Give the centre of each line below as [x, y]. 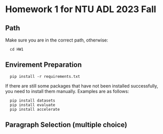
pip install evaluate [33, 105]
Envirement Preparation [44, 65]
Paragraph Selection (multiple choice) [66, 125]
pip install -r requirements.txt [45, 76]
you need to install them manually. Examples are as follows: [67, 91]
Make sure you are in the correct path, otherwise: [57, 40]
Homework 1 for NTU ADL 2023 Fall [81, 9]
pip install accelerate [35, 109]
